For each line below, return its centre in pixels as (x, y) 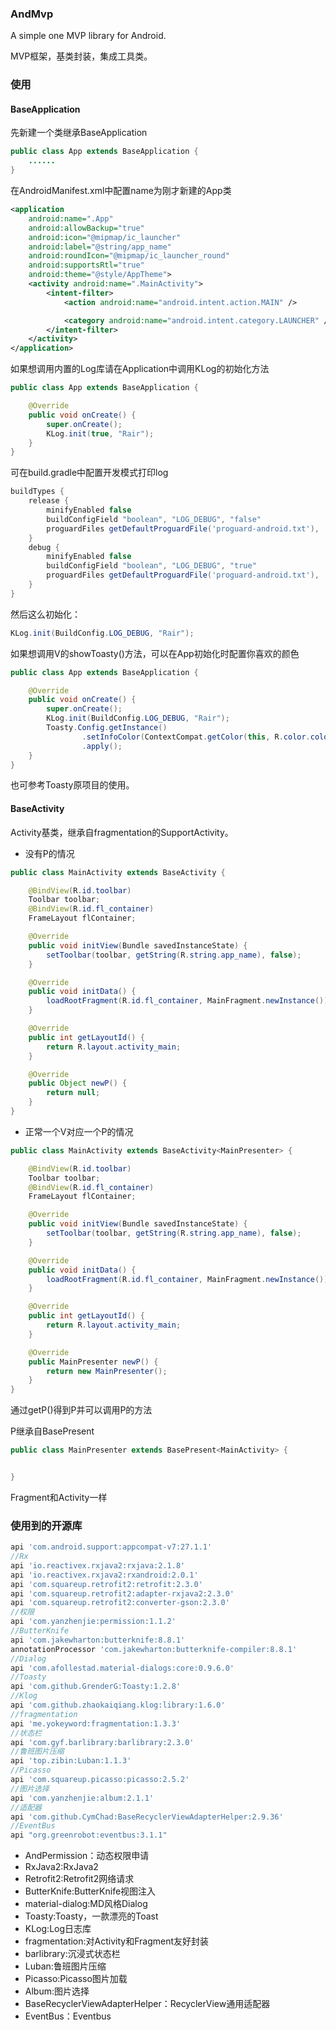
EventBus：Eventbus (68, 2016)
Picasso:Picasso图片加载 (76, 1979)
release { (49, 501)
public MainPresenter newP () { (93, 1362)
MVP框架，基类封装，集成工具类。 (81, 56)
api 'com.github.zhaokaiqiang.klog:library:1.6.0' (118, 1705)
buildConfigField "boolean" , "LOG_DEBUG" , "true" (151, 566)
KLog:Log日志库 (58, 1929)
